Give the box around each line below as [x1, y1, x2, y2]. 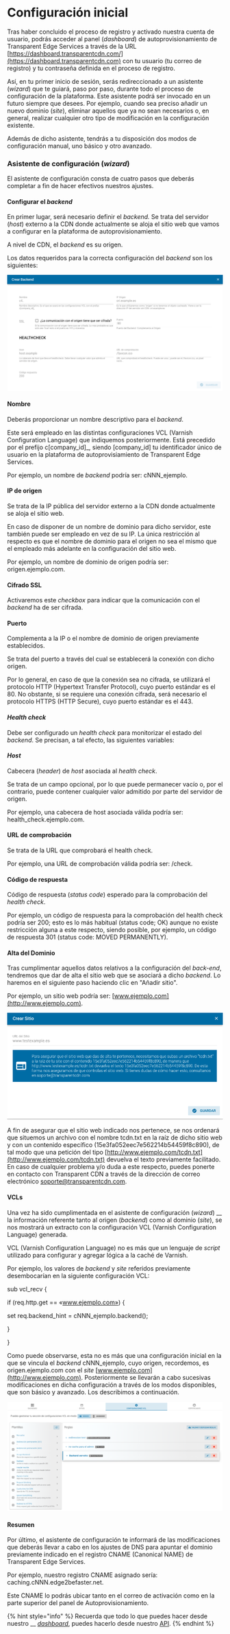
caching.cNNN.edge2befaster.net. [7, 1578, 104, 1587]
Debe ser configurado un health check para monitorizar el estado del [7, 728, 202, 736]
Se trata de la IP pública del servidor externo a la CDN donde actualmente [7, 502, 216, 510]
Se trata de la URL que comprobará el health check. [7, 846, 153, 854]
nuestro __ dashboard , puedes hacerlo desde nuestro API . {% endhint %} [7, 1620, 214, 1628]
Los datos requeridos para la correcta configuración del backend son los [7, 254, 213, 262]
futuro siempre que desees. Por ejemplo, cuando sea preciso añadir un [7, 99, 207, 107]
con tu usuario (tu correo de [122, 56, 202, 65]
